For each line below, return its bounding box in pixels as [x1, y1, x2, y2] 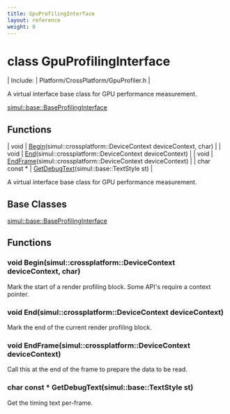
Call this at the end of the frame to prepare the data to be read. [7, 365, 188, 374]
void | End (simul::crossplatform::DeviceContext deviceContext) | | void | [7, 149, 214, 158]
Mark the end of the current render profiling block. [7, 323, 152, 332]
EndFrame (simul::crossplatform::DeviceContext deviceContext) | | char [7, 157, 211, 165]
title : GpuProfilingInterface [7, 10, 95, 17]
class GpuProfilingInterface [7, 53, 171, 69]
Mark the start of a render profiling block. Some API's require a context [7, 282, 211, 290]
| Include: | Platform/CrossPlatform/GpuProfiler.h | [7, 76, 151, 84]
